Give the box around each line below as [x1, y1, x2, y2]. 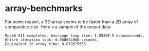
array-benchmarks [5, 3, 83, 14]
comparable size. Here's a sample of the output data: [5, 24, 112, 29]
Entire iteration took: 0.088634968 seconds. [5, 37, 99, 42]
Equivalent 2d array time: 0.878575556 [5, 41, 86, 46]
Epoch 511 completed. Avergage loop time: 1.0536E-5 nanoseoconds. [5, 33, 145, 38]
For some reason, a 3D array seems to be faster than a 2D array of [5, 19, 139, 25]
